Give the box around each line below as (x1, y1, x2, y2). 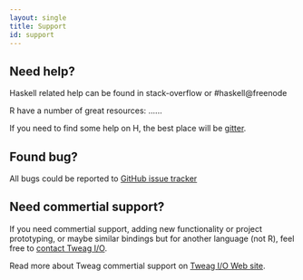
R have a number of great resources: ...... (9, 105, 162, 116)
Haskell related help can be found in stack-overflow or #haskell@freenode (9, 88, 288, 99)
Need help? (9, 63, 75, 79)
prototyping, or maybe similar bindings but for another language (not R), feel (9, 233, 295, 244)
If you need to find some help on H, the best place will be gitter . (9, 123, 247, 134)
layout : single (9, 13, 67, 23)
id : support (9, 30, 54, 39)
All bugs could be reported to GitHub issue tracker (9, 173, 198, 184)
